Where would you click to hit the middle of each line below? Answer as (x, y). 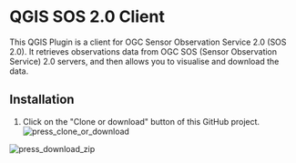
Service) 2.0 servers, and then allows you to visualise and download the (144, 61)
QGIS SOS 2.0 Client (87, 17)
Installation (42, 100)
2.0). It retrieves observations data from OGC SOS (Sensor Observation (143, 51)
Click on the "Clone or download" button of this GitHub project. (141, 121)
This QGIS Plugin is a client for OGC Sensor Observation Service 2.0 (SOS (148, 42)
